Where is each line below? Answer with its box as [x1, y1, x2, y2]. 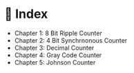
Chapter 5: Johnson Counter [14, 58, 96, 66]
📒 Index [4, 6, 48, 22]
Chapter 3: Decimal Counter [14, 43, 95, 52]
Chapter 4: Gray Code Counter [14, 51, 102, 59]
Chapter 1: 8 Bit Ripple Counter [14, 29, 102, 37]
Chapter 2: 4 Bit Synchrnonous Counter [14, 36, 127, 44]
